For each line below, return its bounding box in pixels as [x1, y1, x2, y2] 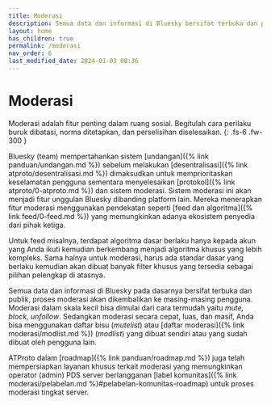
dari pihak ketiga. [8, 220, 66, 230]
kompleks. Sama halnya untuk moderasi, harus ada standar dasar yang [8, 252, 244, 263]
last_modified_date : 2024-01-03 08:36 [8, 57, 139, 65]
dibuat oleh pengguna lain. [8, 337, 97, 347]
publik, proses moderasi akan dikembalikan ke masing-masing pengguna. [8, 294, 253, 304]
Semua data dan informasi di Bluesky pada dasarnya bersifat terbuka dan [8, 285, 252, 295]
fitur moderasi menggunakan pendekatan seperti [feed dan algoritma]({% [8, 203, 253, 213]
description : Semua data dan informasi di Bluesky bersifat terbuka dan [8, 19, 258, 27]
